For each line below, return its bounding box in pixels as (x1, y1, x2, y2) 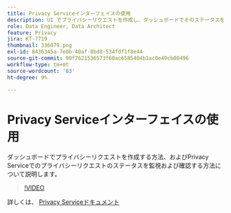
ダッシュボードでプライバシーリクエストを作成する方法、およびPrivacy (7, 153, 209, 161)
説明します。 (25, 170, 61, 179)
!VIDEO (23, 183, 45, 192)
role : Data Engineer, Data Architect (7, 23, 115, 30)
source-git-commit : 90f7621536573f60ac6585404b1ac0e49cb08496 (7, 55, 189, 62)
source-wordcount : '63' (7, 67, 76, 74)
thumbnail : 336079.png (7, 42, 72, 49)
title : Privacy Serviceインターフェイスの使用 (7, 10, 131, 17)
